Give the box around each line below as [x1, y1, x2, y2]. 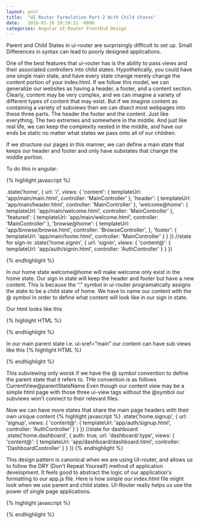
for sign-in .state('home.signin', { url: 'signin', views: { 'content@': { [6, 239, 171, 246]
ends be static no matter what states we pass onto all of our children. [6, 130, 177, 137]
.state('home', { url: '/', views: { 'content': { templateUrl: [6, 189, 141, 196]
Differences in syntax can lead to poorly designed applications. [6, 48, 162, 56]
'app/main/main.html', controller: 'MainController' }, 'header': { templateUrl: [6, 195, 191, 202]
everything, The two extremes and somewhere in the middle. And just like [6, 117, 187, 124]
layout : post [6, 8, 39, 15]
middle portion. [6, 153, 44, 161]
